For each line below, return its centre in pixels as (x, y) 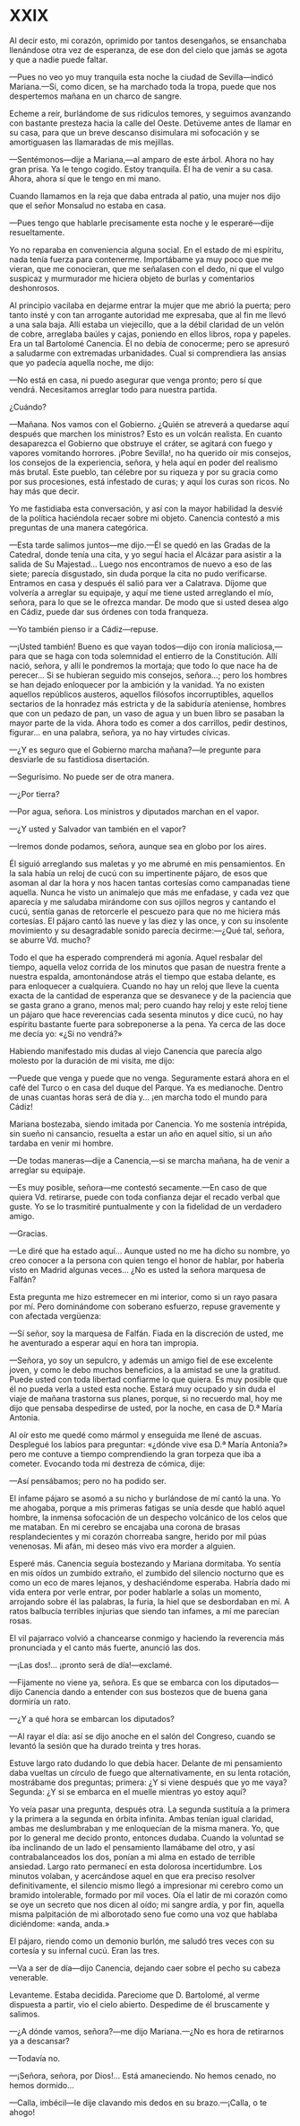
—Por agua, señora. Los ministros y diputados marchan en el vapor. (134, 811)
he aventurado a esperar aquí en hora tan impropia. (104, 1342)
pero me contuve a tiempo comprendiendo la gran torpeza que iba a (135, 1454)
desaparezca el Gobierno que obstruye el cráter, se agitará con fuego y (141, 443)
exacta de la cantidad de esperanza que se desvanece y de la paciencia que (150, 995)
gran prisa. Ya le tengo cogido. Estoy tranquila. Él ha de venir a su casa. (141, 169)
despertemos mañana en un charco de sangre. (95, 96)
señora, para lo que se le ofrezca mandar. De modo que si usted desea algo (149, 602)
